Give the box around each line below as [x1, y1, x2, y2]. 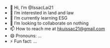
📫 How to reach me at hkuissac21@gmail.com [9, 26, 105, 31]
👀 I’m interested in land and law [9, 10, 74, 16]
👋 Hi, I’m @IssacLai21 [9, 5, 54, 10]
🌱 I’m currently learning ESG [9, 15, 68, 21]
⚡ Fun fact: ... [9, 38, 37, 44]
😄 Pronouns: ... [9, 33, 42, 39]
